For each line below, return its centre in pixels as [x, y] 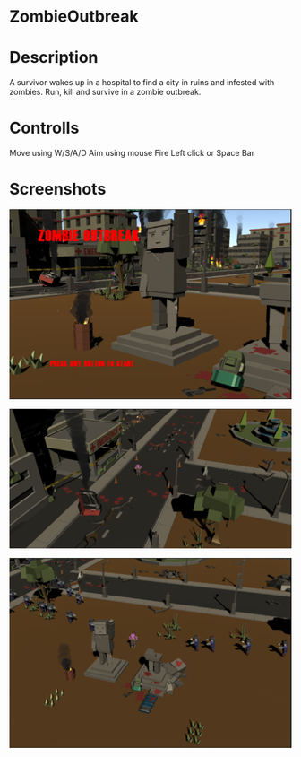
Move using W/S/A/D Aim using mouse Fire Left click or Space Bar [132, 153]
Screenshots [58, 189]
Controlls [44, 128]
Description [54, 58]
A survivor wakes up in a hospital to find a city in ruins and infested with [142, 83]
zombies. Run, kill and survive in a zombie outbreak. [105, 92]
